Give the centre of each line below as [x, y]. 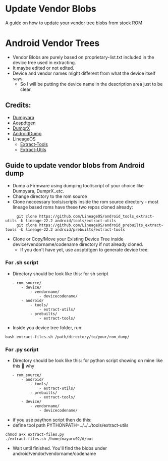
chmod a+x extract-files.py [35, 435]
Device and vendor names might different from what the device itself [84, 73]
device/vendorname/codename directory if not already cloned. [78, 244]
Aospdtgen [24, 123]
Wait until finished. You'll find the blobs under [60, 448]
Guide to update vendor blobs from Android [75, 165]
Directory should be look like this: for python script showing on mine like [88, 361]
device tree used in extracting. [44, 62]
